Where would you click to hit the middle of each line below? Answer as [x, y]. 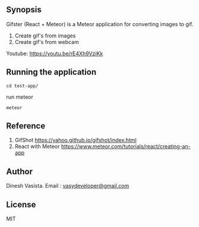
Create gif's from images [45, 36]
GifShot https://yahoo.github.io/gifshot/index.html [75, 140]
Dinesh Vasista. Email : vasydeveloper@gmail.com [68, 186]
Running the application [51, 72]
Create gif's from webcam [47, 42]
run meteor [20, 97]
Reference [26, 126]
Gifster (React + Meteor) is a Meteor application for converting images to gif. [100, 24]
